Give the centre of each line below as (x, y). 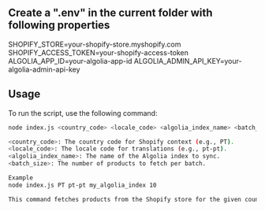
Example (21, 178)
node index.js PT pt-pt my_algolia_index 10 (82, 185)
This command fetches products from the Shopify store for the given (125, 199)
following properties (59, 26)
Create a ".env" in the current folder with (110, 13)
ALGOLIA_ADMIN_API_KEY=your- (188, 61)
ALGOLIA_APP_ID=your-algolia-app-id (70, 61)
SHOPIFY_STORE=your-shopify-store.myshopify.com (95, 44)
